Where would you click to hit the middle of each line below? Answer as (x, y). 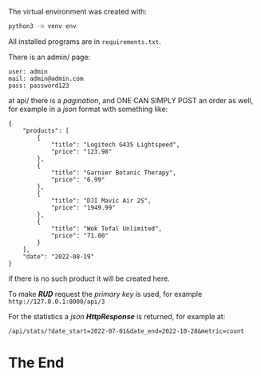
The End (36, 363)
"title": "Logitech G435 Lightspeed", (115, 144)
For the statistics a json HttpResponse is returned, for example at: (117, 316)
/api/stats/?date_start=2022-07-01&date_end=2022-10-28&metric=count (127, 331)
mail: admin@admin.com (46, 78)
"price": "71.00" (80, 235)
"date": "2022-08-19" (58, 256)
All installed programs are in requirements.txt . (85, 41)
